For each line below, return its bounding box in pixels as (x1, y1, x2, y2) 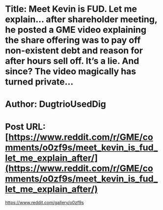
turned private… (5, 76, 74, 88)
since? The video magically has (5, 66, 136, 77)
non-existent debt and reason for (5, 45, 143, 56)
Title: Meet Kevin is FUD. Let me (5, 3, 137, 15)
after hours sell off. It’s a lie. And (5, 55, 139, 67)
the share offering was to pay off (5, 35, 141, 46)
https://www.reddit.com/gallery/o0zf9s (5, 200, 84, 206)
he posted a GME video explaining (5, 24, 146, 35)
